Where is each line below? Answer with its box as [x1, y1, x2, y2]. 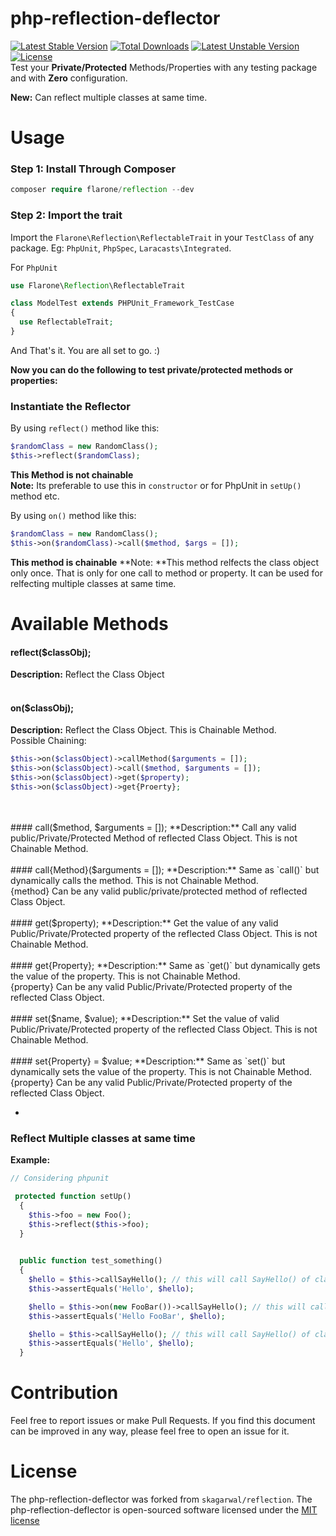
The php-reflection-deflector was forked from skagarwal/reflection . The [10, 1493, 313, 1506]
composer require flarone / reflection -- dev [10, 185, 195, 195]
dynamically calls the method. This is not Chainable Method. [10, 874, 259, 886]
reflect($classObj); [10, 646, 92, 658]
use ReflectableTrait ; [19, 317, 114, 327]
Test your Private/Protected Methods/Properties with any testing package [10, 61, 318, 73]
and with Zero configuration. [10, 72, 128, 84]
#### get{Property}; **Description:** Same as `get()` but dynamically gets [10, 959, 321, 971]
